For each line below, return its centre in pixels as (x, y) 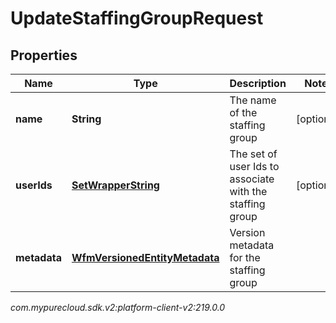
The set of (253, 154)
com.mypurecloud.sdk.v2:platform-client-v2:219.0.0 (118, 307)
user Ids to (254, 166)
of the (243, 112)
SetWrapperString (115, 185)
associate (252, 179)
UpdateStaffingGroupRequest (137, 18)
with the (248, 191)
